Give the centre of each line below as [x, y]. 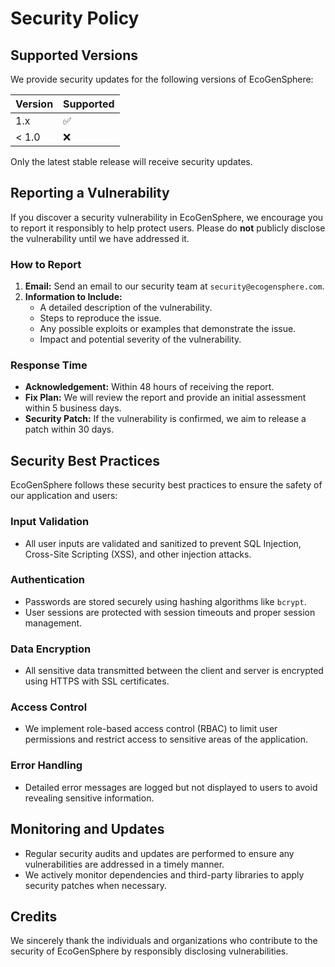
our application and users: [64, 496]
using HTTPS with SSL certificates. [97, 681]
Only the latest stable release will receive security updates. [131, 161]
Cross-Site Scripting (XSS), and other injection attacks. [138, 554]
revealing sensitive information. [89, 798]
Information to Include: [73, 297]
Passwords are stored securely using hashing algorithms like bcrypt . [165, 601]
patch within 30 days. [69, 429]
